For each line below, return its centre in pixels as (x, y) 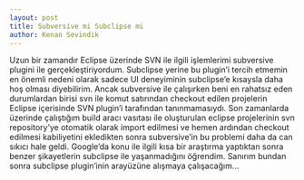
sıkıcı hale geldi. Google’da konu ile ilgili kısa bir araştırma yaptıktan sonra (147, 147)
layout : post (34, 18)
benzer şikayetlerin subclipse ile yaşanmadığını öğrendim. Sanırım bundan (148, 156)
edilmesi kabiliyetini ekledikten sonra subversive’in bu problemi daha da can (151, 137)
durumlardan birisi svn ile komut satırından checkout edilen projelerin (138, 99)
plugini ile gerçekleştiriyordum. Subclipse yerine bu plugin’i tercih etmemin (149, 70)
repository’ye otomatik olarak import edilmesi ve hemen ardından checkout (149, 128)
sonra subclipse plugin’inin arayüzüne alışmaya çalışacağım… (124, 166)
